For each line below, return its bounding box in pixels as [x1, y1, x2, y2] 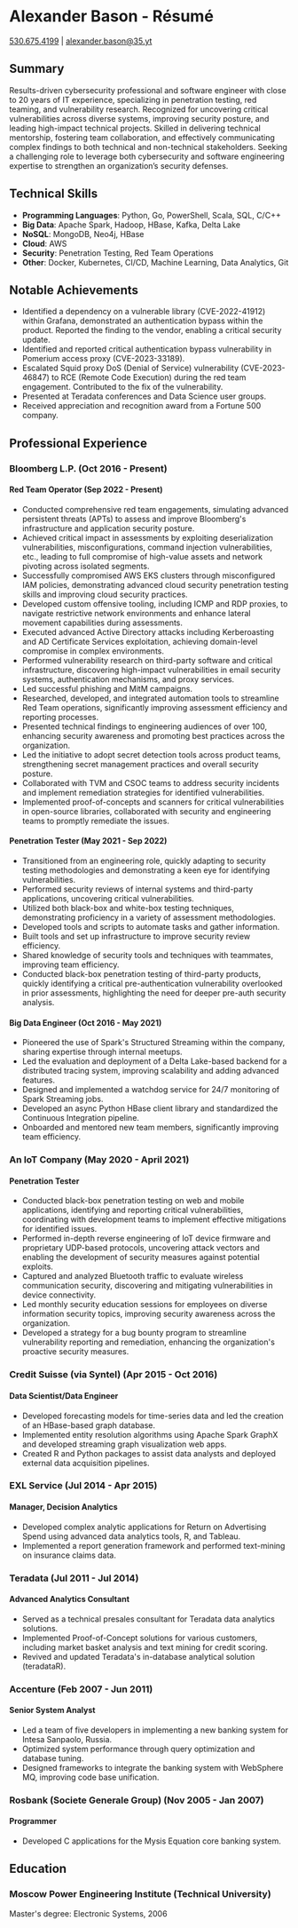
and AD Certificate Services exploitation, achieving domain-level [21, 636, 258, 647]
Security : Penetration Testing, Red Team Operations [21, 247, 215, 258]
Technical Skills [9, 186, 98, 202]
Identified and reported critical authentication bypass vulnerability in [21, 344, 272, 354]
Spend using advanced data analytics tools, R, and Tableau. [21, 1530, 241, 1542]
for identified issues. [21, 1224, 98, 1234]
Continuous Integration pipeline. [21, 1113, 140, 1123]
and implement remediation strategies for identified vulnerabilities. [21, 787, 265, 797]
